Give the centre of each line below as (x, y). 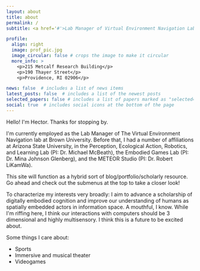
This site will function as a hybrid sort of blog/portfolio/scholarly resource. (97, 177)
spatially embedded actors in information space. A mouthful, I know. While (97, 207)
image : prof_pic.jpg (37, 50)
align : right (28, 45)
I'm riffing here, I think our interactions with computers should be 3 (88, 213)
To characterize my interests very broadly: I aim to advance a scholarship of (99, 194)
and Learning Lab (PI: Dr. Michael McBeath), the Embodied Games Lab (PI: (98, 152)
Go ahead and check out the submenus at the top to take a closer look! (93, 182)
